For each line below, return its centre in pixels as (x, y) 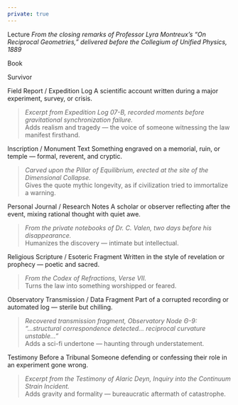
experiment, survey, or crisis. (50, 98)
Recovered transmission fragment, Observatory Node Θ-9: (111, 320)
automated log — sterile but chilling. (60, 307)
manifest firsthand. (52, 135)
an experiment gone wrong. (48, 364)
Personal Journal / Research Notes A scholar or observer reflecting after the (119, 206)
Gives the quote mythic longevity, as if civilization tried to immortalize (126, 185)
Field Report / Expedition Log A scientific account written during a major (113, 90)
